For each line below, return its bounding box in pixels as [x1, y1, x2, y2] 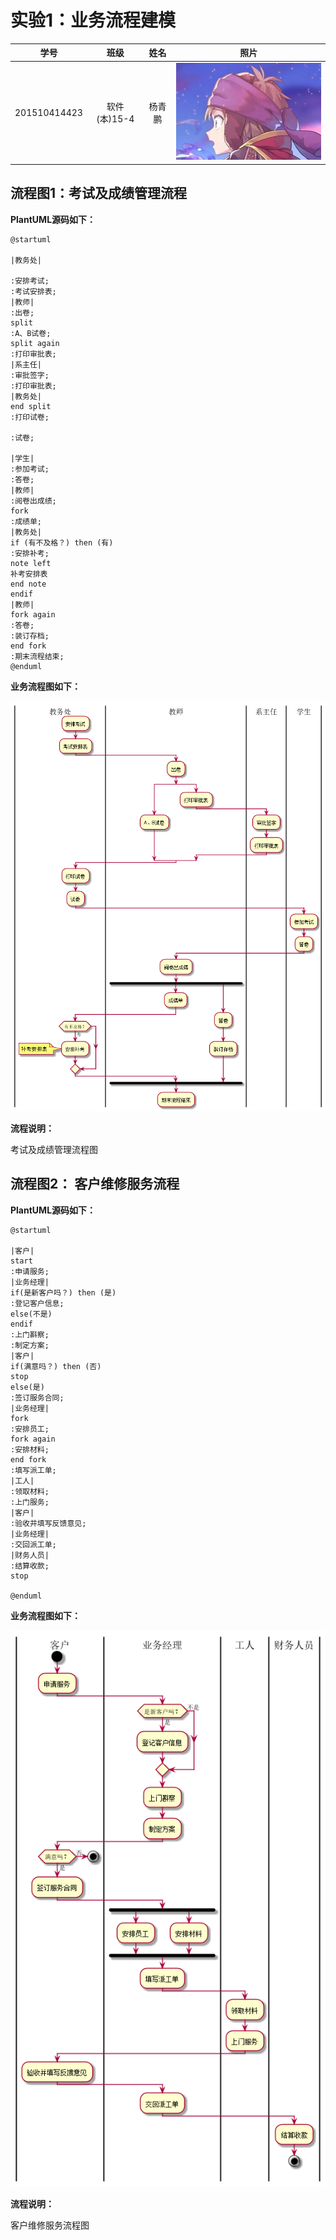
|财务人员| [10, 1550, 50, 1560]
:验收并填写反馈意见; [10, 1518, 87, 1528]
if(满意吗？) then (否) [10, 1361, 102, 1371]
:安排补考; [10, 548, 50, 558]
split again [10, 338, 60, 348]
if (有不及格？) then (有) [10, 537, 114, 548]
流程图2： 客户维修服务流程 [10, 1176, 180, 1193]
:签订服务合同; [10, 1392, 65, 1403]
